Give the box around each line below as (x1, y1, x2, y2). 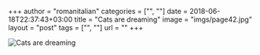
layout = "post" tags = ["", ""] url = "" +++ (8, 23, 144, 32)
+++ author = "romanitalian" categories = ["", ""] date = (8, 7, 189, 15)
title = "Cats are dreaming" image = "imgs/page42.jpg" (74, 15, 253, 24)
